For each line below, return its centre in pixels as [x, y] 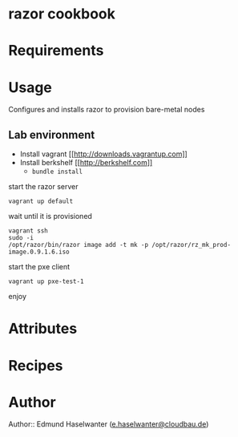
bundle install [57, 172]
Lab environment [52, 134]
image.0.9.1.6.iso [39, 252]
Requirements [56, 51]
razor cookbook [62, 14]
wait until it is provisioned [50, 216]
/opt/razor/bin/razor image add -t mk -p [79, 245]
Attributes [43, 329]
